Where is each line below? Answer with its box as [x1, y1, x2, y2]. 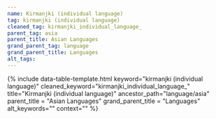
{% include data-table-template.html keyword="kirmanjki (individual [7, 74, 203, 83]
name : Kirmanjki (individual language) [7, 10, 124, 17]
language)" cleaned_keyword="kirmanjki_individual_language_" [7, 81, 190, 90]
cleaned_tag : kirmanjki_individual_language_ [7, 23, 142, 30]
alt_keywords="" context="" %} [7, 104, 99, 112]
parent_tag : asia [7, 29, 58, 37]
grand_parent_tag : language [7, 42, 89, 49]
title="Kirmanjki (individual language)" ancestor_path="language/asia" [7, 89, 210, 97]
